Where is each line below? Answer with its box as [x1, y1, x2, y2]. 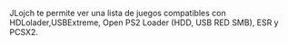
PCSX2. [9, 27, 39, 37]
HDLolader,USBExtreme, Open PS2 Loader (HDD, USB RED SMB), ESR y [9, 17, 279, 28]
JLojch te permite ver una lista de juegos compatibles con [9, 8, 226, 18]
